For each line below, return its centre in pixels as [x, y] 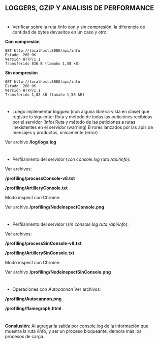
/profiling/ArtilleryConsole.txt [36, 188]
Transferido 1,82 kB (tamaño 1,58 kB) [45, 95]
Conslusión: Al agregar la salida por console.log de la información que [77, 326]
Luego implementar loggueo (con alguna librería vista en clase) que [81, 111]
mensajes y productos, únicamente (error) [55, 132]
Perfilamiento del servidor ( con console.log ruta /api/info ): [71, 159]
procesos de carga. [25, 336]
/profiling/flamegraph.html [33, 309]
